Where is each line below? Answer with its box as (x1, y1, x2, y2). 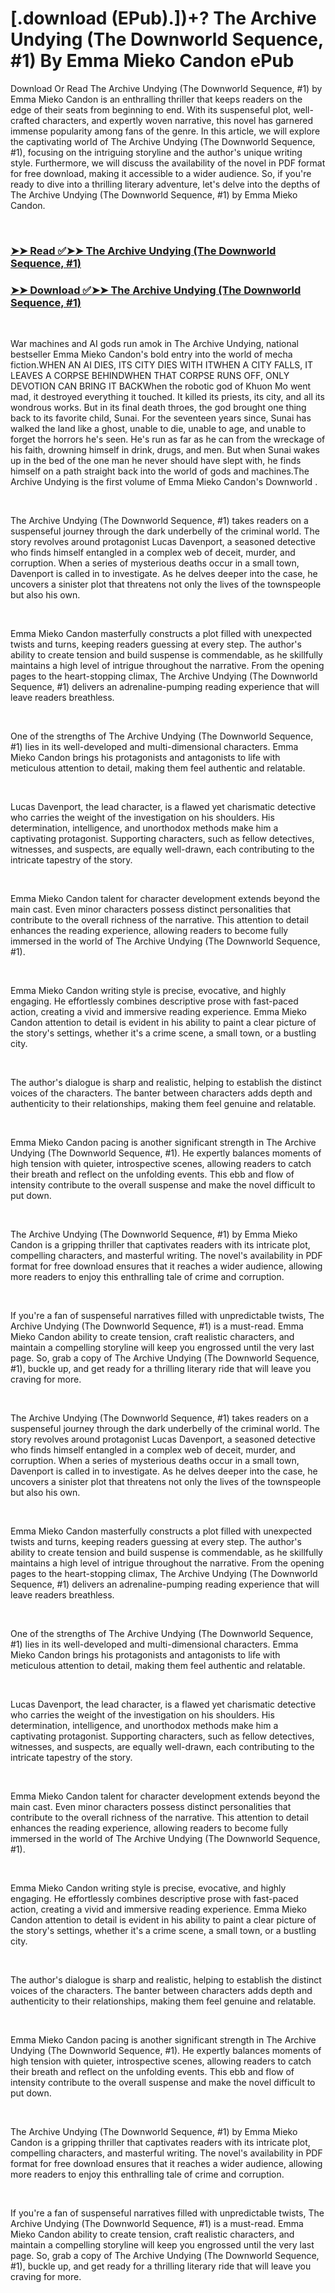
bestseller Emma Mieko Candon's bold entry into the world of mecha (10, 348, 293, 361)
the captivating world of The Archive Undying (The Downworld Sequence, (10, 135, 316, 147)
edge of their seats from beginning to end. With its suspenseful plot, (10, 103, 292, 116)
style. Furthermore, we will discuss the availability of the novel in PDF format (10, 157, 326, 169)
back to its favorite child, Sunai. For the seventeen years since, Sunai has (10, 412, 312, 424)
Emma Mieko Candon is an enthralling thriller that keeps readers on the (10, 93, 303, 105)
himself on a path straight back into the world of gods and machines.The (10, 465, 310, 477)
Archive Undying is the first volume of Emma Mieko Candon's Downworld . (10, 476, 318, 488)
